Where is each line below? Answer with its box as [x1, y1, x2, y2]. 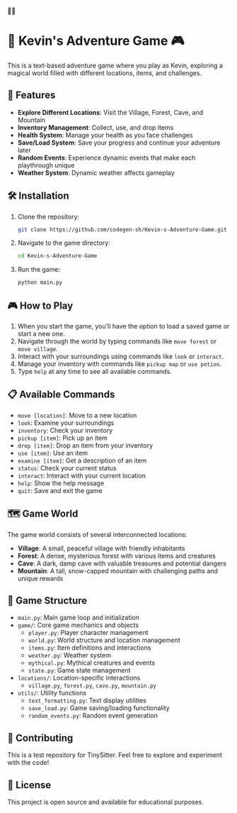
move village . [17, 345, 58, 353]
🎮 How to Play [7, 299, 74, 311]
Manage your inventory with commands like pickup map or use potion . [17, 360, 221, 368]
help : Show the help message [17, 479, 105, 487]
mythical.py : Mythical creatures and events [28, 658, 156, 667]
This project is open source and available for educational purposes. [7, 798, 204, 807]
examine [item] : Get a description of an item [17, 456, 147, 465]
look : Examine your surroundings [17, 419, 115, 427]
